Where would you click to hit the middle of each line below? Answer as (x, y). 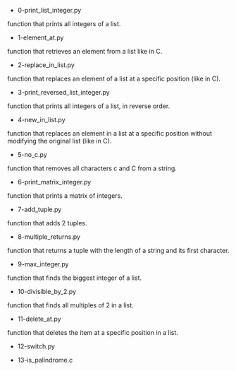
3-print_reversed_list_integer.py (64, 92)
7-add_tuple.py (39, 209)
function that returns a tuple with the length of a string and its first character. (118, 251)
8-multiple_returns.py (49, 237)
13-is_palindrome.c (45, 360)
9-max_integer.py (43, 264)
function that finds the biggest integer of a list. (75, 278)
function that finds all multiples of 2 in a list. (70, 305)
